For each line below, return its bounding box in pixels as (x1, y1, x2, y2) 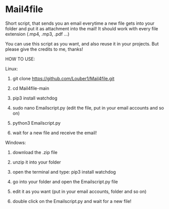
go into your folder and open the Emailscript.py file (12, 178, 118, 185)
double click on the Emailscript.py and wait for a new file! (12, 198, 132, 204)
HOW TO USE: (5, 56, 35, 62)
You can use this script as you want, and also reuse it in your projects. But (5, 40, 159, 46)
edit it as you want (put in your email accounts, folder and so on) (12, 188, 147, 194)
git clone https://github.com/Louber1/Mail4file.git (12, 75, 115, 81)
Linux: (5, 66, 18, 72)
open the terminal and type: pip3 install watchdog (12, 169, 116, 175)
